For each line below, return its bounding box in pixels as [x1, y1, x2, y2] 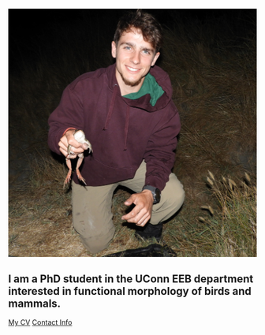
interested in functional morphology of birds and [8, 285, 252, 298]
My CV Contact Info [8, 318, 73, 327]
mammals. [8, 296, 62, 310]
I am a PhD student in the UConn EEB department [8, 272, 254, 285]
